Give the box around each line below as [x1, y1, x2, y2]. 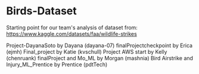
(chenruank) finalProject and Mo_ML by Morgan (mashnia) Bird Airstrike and [6, 54, 194, 61]
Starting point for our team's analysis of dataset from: [6, 24, 138, 31]
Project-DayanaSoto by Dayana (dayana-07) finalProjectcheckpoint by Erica [6, 42, 192, 49]
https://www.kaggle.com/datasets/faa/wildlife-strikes [6, 30, 137, 37]
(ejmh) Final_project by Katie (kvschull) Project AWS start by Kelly [6, 48, 167, 55]
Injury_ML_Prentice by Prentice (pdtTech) [6, 61, 108, 68]
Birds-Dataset [6, 4, 77, 18]
